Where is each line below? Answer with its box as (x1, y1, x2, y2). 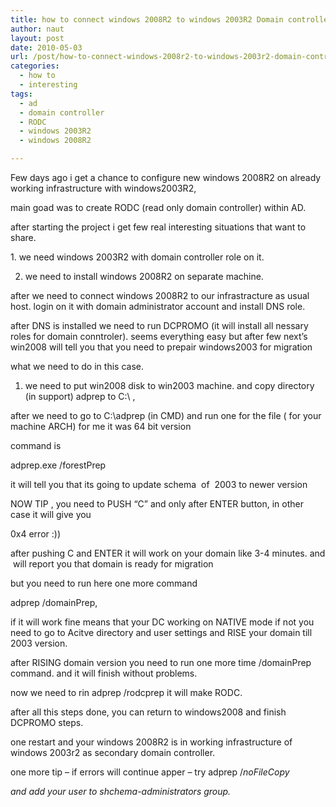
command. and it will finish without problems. (10, 667, 198, 679)
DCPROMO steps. (10, 717, 84, 728)
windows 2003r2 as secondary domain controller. (10, 747, 216, 758)
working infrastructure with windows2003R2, (10, 182, 197, 194)
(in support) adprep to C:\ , (24, 391, 136, 402)
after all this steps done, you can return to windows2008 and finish (10, 706, 287, 718)
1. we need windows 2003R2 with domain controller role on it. (10, 251, 265, 263)
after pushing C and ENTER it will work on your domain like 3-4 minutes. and (10, 547, 326, 559)
